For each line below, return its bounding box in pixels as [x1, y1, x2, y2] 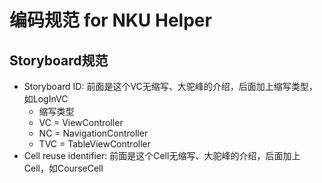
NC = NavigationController [38, 127, 149, 139]
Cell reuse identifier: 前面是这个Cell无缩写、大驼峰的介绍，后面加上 [23, 150, 301, 161]
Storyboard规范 [9, 52, 109, 69]
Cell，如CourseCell [23, 162, 104, 174]
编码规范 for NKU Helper [9, 9, 212, 32]
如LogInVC [23, 93, 69, 105]
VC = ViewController [38, 117, 124, 128]
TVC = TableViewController [38, 138, 152, 150]
